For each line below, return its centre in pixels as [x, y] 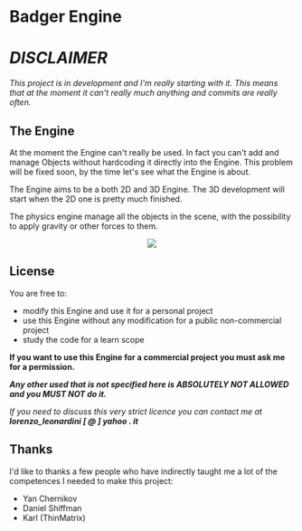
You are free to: [38, 293]
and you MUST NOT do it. [58, 394]
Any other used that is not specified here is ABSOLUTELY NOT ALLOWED [149, 384]
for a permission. [42, 366]
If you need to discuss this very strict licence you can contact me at [136, 411]
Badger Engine [66, 17]
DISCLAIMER [59, 58]
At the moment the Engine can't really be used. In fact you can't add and [144, 152]
